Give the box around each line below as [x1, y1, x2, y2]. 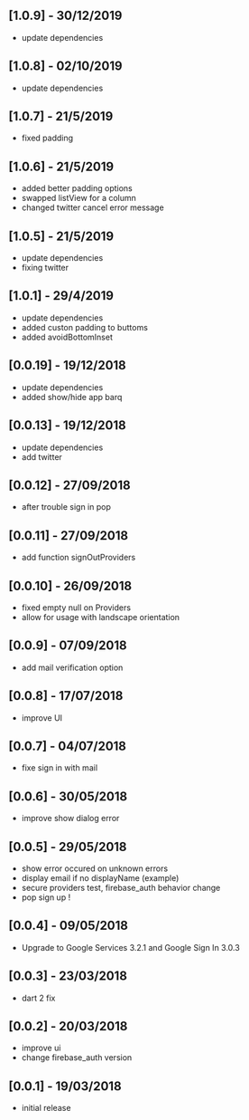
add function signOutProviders [21, 552, 136, 563]
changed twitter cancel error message [21, 202, 164, 213]
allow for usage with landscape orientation [21, 611, 180, 622]
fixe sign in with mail [21, 762, 98, 773]
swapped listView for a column [21, 193, 137, 204]
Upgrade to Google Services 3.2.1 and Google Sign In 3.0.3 [21, 942, 240, 952]
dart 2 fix [21, 992, 56, 1003]
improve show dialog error [21, 813, 120, 824]
